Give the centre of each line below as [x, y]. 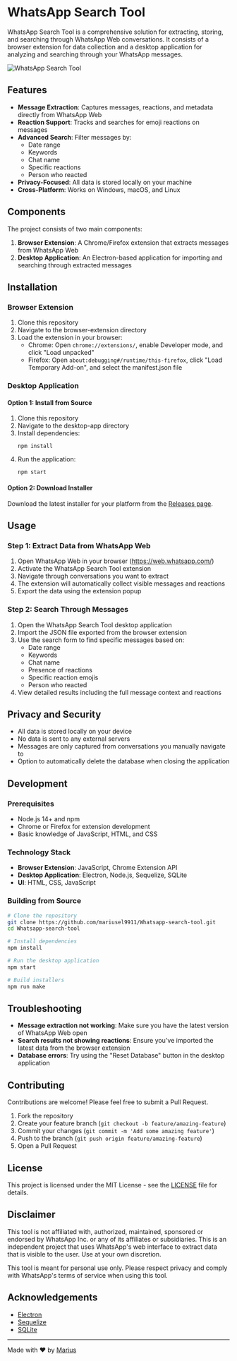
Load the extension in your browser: [70, 338]
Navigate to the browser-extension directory [82, 330]
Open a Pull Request [47, 1146]
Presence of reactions [60, 670]
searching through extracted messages [75, 265]
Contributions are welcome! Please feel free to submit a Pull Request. [108, 1102]
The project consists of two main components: [75, 229]
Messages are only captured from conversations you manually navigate [121, 746]
